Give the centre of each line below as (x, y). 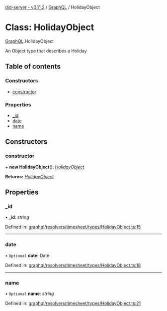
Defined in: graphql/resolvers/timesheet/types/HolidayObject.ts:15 (73, 227)
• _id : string (17, 217)
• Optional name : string (30, 294)
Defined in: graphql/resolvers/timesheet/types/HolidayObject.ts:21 (73, 303)
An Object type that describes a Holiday (46, 51)
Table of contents (33, 67)
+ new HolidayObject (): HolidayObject (45, 167)
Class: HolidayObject (50, 27)
